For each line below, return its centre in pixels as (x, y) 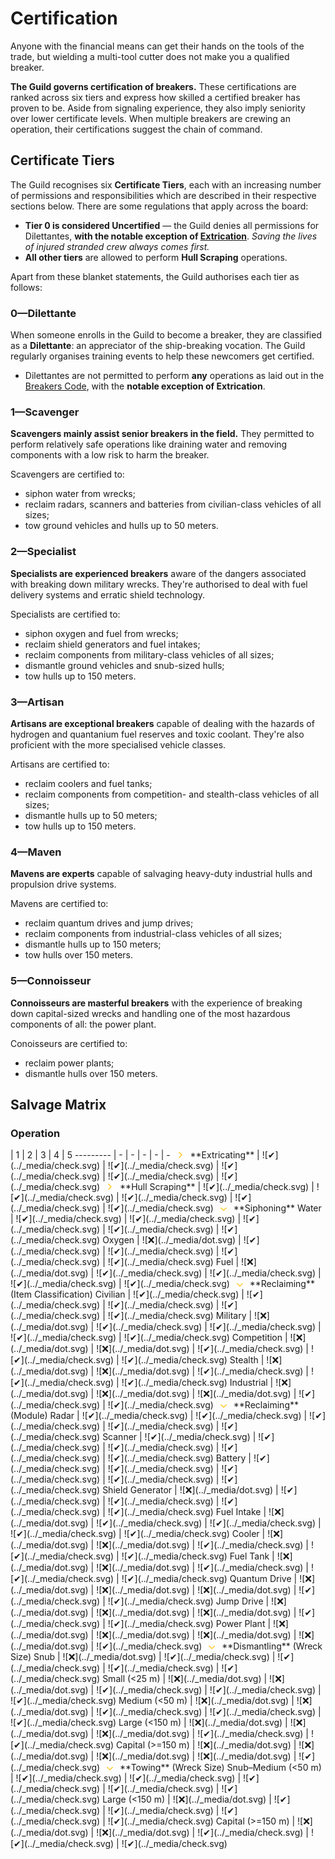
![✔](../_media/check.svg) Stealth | (193, 1360)
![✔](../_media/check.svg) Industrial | (197, 1383)
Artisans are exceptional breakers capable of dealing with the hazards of (162, 723)
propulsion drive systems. (63, 884)
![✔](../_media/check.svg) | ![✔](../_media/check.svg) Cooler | (138, 1534)
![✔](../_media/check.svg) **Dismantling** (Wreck (209, 1646)
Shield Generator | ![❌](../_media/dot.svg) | (190, 1490)
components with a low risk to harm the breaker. (110, 455)
